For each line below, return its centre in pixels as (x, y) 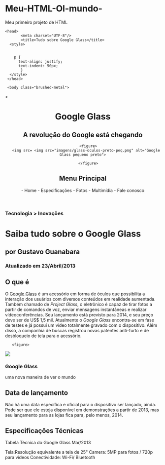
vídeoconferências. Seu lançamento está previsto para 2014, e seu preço (79, 315)
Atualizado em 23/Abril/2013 (40, 266)
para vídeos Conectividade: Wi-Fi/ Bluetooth (50, 457)
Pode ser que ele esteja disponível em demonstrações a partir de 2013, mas (82, 410)
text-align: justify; (40, 61)
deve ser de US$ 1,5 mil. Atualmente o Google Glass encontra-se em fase (80, 320)
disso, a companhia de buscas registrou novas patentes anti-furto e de (77, 331)
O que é (17, 282)
